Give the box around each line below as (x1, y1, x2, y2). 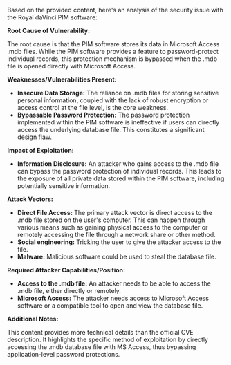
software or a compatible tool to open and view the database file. (17, 301, 203, 310)
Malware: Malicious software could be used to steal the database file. (17, 252, 216, 261)
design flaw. (17, 133, 52, 141)
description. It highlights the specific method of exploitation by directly (7, 335, 209, 344)
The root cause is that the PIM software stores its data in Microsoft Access (7, 40, 220, 48)
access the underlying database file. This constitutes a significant (17, 126, 205, 133)
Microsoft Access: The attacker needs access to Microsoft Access (17, 294, 210, 302)
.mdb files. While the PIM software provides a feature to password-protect (7, 48, 219, 55)
